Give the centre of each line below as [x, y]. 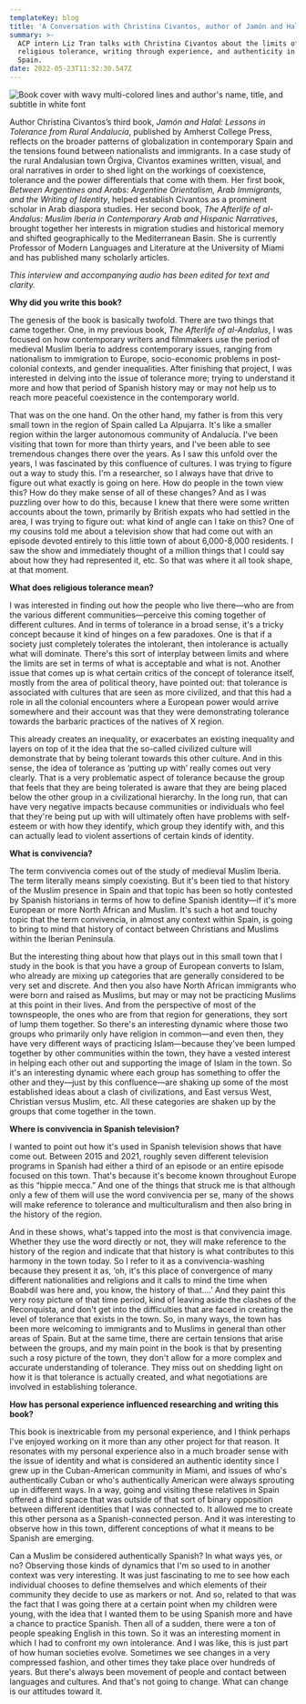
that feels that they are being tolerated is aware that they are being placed [148, 787]
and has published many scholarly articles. [90, 257]
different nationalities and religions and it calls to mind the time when [138, 1280]
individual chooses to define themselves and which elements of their [138, 1585]
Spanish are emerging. [52, 1538]
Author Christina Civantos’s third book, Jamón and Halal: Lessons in [138, 122]
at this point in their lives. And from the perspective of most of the [133, 1005]
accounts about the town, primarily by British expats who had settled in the [150, 512]
